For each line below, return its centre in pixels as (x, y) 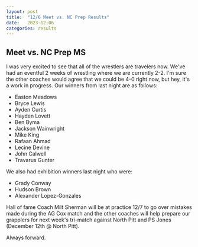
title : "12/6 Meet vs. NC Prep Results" (58, 17)
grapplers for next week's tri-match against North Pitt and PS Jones (89, 220)
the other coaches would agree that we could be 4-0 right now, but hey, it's (98, 79)
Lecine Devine (32, 148)
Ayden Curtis (30, 110)
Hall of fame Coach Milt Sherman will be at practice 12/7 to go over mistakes (99, 207)
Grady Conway (33, 183)
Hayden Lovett (33, 116)
